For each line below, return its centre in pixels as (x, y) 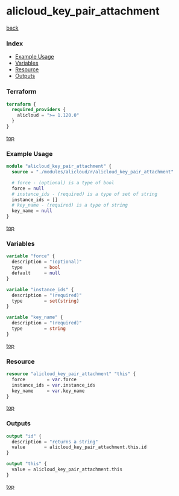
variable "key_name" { (35, 317)
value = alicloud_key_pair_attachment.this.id (79, 447)
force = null (28, 188)
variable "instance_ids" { (40, 289)
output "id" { (24, 436)
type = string (39, 329)
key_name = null (32, 211)
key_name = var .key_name (48, 391)
